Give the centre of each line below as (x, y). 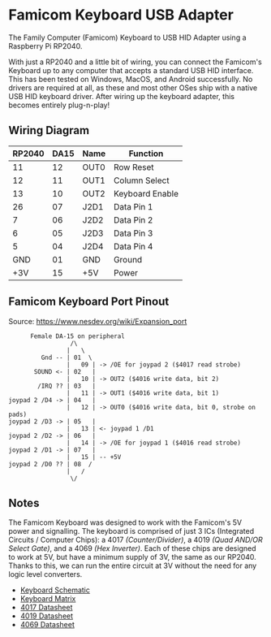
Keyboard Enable (146, 193)
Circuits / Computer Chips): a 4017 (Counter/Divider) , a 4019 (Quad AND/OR (135, 540)
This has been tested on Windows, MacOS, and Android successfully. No (131, 79)
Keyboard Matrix (48, 599)
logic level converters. (45, 574)
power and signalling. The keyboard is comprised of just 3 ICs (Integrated (131, 531)
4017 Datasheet (46, 608)
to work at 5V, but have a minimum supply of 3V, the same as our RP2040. (133, 557)
